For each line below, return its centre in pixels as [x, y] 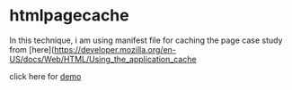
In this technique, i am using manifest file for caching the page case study [146, 40]
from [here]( [32, 49]
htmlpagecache [69, 16]
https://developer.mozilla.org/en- [115, 49]
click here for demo [45, 76]
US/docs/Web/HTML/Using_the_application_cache [103, 59]
